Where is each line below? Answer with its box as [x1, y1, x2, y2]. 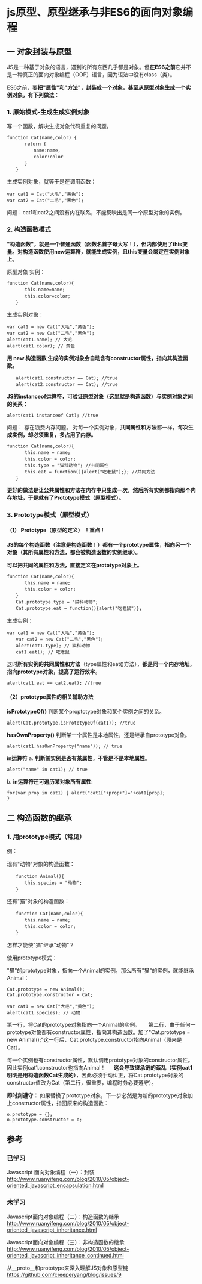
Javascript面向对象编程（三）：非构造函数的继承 [7, 1238, 125, 1245]
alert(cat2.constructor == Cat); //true [15, 381, 118, 387]
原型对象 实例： [7, 268, 46, 275]
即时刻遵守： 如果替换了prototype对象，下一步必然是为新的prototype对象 [7, 1091, 188, 1099]
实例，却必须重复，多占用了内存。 [11, 431, 97, 438]
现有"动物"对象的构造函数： [7, 860, 76, 867]
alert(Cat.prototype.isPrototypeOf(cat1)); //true [7, 720, 136, 726]
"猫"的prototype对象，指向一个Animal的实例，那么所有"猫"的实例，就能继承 [7, 967, 194, 974]
